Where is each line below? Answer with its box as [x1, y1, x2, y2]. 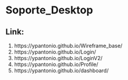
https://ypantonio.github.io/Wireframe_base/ [14, 42, 123, 49]
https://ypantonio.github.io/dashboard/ [14, 67, 109, 74]
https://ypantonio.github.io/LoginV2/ [14, 55, 103, 61]
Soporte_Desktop [5, 4, 93, 17]
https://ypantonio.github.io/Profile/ [14, 61, 99, 68]
